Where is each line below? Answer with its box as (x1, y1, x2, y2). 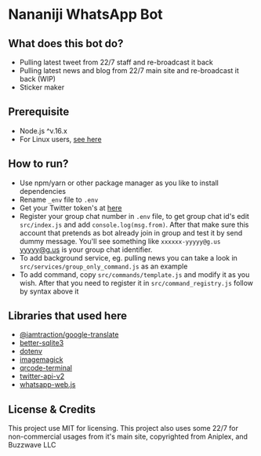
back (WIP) (19, 75, 56, 83)
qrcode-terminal (19, 363, 73, 373)
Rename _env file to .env (19, 195, 99, 204)
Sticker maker (19, 82, 65, 92)
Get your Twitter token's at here (19, 202, 122, 213)
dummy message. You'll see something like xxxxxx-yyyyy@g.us (19, 236, 221, 246)
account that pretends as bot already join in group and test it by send (19, 228, 243, 237)
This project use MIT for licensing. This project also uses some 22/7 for (8, 424, 239, 433)
